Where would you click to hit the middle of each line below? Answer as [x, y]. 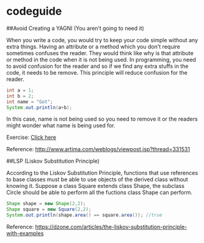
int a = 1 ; [20, 90]
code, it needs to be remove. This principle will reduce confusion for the [97, 72]
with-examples [25, 233]
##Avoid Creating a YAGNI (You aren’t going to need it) [75, 28]
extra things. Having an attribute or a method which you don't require [93, 47]
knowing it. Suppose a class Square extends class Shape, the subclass [96, 186]
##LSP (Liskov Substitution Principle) [53, 161]
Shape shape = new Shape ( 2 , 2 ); [46, 204]
